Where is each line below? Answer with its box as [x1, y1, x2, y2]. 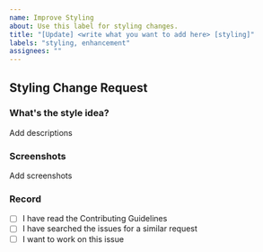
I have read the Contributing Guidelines [22, 213, 168, 224]
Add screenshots [9, 170, 73, 181]
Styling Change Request [9, 80, 148, 95]
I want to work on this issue [22, 233, 124, 244]
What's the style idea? [9, 107, 110, 120]
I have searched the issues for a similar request [22, 223, 197, 234]
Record [9, 193, 42, 205]
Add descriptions [9, 127, 74, 138]
